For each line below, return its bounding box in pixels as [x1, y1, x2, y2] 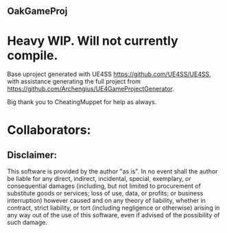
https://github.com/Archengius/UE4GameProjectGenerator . [7, 85, 175, 93]
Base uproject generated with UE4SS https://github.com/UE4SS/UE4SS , [7, 70, 211, 78]
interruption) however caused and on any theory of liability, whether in [7, 197, 206, 205]
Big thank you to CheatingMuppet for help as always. [7, 98, 157, 106]
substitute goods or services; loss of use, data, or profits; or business [7, 189, 204, 197]
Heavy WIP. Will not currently [7, 33, 178, 49]
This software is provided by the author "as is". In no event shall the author [7, 167, 218, 175]
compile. [7, 47, 58, 63]
